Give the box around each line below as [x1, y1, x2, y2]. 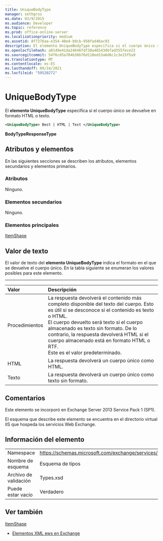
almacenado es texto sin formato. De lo [48, 325, 137, 332]
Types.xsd [39, 474, 64, 481]
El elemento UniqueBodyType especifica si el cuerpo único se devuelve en [5, 108, 156, 113]
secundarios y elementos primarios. [5, 163, 77, 169]
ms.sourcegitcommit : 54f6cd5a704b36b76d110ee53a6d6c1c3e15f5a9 [5, 52, 136, 57]
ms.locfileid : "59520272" [5, 71, 57, 75]
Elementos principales [5, 222, 59, 229]
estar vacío [7, 491, 33, 498]
